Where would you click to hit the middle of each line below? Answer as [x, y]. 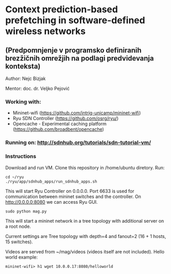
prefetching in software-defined [75, 20]
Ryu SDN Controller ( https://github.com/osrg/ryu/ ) [66, 119]
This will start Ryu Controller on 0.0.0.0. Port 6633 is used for [70, 191]
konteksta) [23, 66]
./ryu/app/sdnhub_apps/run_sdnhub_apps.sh [51, 181]
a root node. [18, 226]
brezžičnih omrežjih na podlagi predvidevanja [80, 58]
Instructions [21, 156]
